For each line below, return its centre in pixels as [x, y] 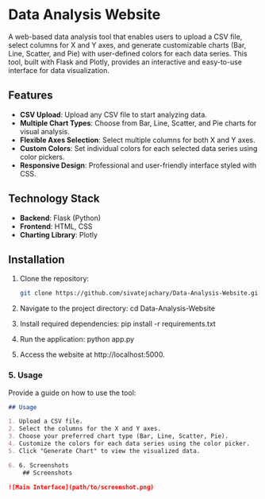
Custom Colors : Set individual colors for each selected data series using [138, 148]
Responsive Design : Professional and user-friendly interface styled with [138, 165]
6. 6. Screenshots [38, 465]
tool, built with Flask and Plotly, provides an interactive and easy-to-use [125, 62]
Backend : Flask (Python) [60, 218]
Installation [36, 259]
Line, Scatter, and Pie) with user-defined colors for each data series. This [128, 53]
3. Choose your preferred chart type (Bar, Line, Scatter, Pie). [118, 436]
